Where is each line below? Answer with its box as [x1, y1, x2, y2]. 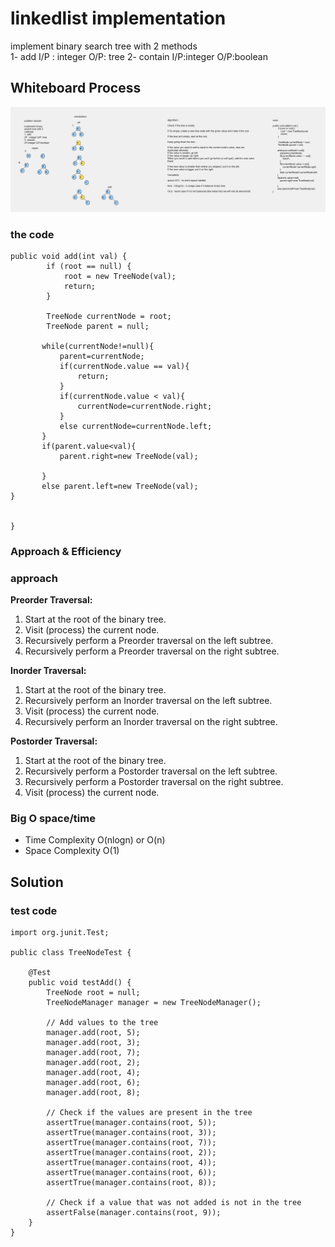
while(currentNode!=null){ [41, 341, 155, 351]
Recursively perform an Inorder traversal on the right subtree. [24, 716, 278, 728]
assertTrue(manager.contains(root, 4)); [46, 1158, 217, 1168]
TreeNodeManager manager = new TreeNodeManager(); [46, 998, 262, 1008]
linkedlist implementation [10, 7, 227, 30]
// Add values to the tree [46, 1018, 159, 1028]
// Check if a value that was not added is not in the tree [46, 1198, 302, 1208]
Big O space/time [10, 812, 96, 826]
